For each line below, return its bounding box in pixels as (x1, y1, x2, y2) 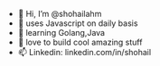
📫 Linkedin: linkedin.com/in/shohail (17, 47, 152, 57)
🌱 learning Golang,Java (17, 28, 106, 37)
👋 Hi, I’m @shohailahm (17, 9, 102, 19)
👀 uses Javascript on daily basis (17, 18, 138, 29)
